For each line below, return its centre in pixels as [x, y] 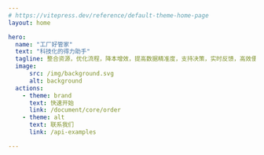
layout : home [29, 23]
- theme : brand [47, 95]
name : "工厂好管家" [44, 44]
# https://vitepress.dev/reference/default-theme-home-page [109, 15]
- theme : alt [44, 118]
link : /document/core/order [75, 110]
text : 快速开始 [51, 103]
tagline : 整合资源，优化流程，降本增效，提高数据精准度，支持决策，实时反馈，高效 [133, 59]
